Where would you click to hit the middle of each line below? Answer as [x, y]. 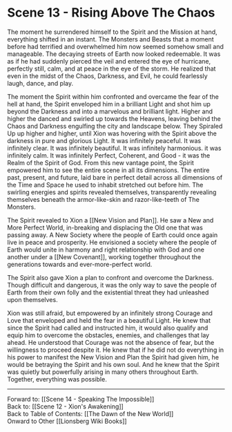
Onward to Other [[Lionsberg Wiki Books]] [67, 421]
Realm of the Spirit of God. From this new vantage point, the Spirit [101, 162]
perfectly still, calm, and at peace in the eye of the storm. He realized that [112, 68]
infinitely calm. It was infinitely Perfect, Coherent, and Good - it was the [109, 155]
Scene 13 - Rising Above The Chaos [111, 13]
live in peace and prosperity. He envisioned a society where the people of [112, 242]
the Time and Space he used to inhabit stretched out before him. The [105, 185]
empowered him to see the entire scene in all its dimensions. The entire [108, 170]
